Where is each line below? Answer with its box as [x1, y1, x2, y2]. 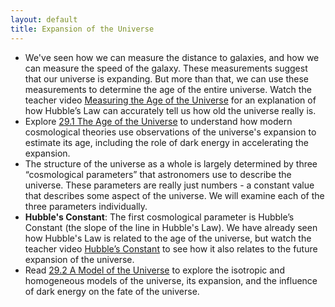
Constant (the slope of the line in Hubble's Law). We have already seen [24, 221, 318, 233]
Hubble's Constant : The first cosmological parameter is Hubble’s [24, 211, 295, 223]
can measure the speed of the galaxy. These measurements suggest [24, 62, 308, 74]
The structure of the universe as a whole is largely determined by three [24, 157, 318, 170]
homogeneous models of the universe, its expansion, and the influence [24, 274, 318, 286]
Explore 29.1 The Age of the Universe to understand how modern [24, 115, 293, 127]
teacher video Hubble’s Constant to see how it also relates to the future [24, 242, 318, 255]
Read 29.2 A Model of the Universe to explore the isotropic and [24, 264, 285, 276]
